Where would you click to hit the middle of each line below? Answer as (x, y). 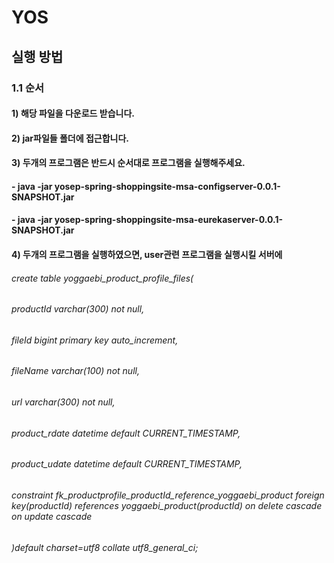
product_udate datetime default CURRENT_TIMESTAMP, (127, 464)
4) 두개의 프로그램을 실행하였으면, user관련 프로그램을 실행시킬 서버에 (147, 255)
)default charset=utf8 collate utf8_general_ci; (105, 547)
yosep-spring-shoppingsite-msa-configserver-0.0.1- (167, 186)
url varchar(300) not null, (63, 402)
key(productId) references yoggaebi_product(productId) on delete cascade (167, 505)
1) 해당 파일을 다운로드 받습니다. (73, 113)
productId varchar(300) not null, (78, 309)
